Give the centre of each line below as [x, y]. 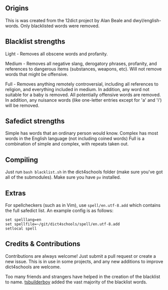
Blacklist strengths [35, 42]
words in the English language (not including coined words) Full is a [75, 138]
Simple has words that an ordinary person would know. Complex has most [82, 133]
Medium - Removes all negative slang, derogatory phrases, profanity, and [81, 63]
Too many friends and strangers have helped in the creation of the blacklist [83, 276]
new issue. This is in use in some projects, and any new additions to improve [84, 261]
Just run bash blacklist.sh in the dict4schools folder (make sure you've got [84, 172]
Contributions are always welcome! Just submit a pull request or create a [81, 256]
